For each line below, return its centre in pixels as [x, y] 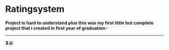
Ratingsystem [35, 9]
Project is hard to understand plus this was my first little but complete [79, 23]
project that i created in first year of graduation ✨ [57, 28]
